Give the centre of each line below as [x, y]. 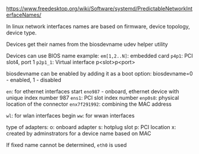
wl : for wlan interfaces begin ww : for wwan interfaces [71, 116]
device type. [21, 33]
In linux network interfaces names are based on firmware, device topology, [98, 26]
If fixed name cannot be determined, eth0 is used [66, 145]
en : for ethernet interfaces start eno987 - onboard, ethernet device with [93, 91]
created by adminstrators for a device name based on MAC [79, 133]
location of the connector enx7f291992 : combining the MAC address [89, 104]
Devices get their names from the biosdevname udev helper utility [87, 44]
